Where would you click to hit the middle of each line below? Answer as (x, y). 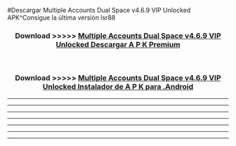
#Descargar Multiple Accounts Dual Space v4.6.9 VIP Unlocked (99, 10)
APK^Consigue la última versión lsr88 (61, 18)
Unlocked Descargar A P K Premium (118, 44)
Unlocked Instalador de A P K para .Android (118, 87)
